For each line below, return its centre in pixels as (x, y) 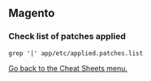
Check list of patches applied (67, 36)
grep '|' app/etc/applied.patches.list (76, 53)
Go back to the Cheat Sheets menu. (68, 68)
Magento (32, 13)
